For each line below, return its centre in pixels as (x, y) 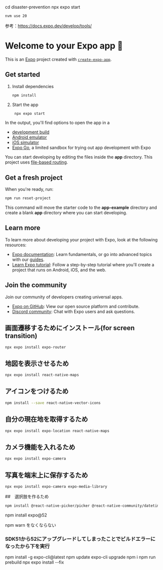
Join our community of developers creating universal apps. (64, 297)
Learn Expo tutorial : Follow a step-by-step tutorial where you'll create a (83, 264)
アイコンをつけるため (37, 391)
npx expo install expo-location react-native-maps (57, 431)
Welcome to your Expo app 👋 (64, 46)
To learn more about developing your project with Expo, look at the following (81, 239)
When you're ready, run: (29, 189)
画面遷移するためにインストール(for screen (70, 328)
